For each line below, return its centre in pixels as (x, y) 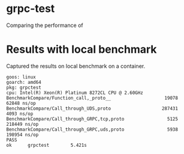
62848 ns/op (21, 103)
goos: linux (21, 77)
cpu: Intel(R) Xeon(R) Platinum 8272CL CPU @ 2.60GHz (75, 93)
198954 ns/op (22, 135)
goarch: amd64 (24, 82)
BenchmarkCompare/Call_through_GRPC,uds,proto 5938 (92, 129)
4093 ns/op (20, 114)
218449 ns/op (22, 124)
